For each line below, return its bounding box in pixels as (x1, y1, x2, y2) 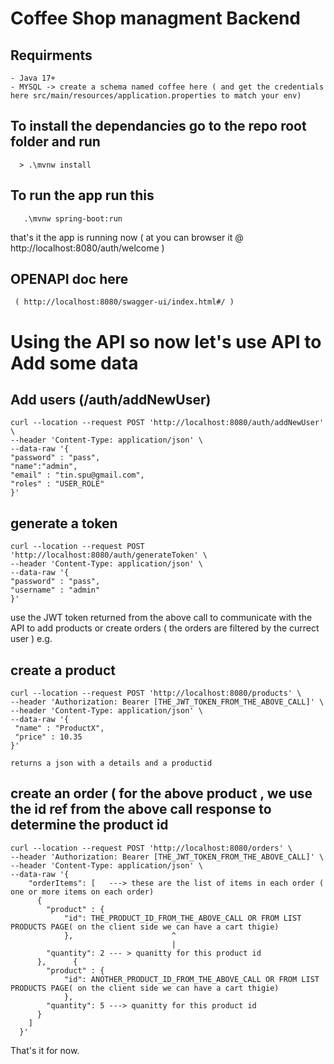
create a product (10, 662, 116, 679)
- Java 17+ (10, 73, 56, 83)
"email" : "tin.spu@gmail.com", (10, 470, 145, 481)
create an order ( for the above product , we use (10, 785, 313, 802)
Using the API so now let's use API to (10, 330, 322, 353)
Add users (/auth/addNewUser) (10, 392, 212, 409)
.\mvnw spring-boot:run (23, 213, 123, 224)
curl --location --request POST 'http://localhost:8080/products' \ (10, 688, 302, 699)
